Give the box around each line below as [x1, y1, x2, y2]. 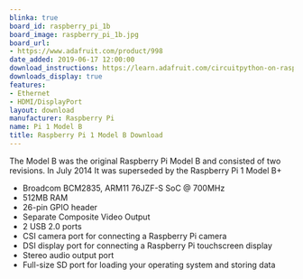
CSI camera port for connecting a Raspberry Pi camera [22, 230, 227, 241]
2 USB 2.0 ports [22, 220, 83, 231]
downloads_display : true [9, 72, 103, 81]
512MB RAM [22, 191, 69, 203]
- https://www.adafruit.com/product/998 [9, 47, 164, 56]
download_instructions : [9, 64, 99, 73]
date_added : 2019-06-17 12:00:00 [9, 55, 135, 64]
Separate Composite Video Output [22, 211, 151, 222]
